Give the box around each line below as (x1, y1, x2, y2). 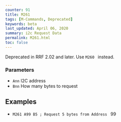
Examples (5, 97, 37, 106)
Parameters (5, 66, 34, 73)
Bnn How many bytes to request (12, 83, 78, 89)
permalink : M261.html (5, 36, 51, 41)
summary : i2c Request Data (5, 31, 62, 36)
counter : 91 (5, 7, 30, 13)
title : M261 (5, 12, 30, 17)
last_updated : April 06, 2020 (5, 26, 69, 31)
